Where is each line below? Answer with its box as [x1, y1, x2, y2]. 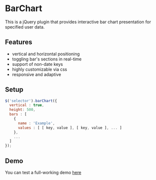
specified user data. [5, 24, 45, 30]
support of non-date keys [12, 61, 63, 67]
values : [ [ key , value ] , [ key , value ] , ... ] [17, 125, 122, 130]
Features [5, 38, 32, 46]
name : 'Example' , [17, 120, 55, 126]
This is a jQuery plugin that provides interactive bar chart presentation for [5, 19, 151, 25]
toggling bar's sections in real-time [12, 56, 82, 62]
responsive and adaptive [12, 71, 61, 77]
